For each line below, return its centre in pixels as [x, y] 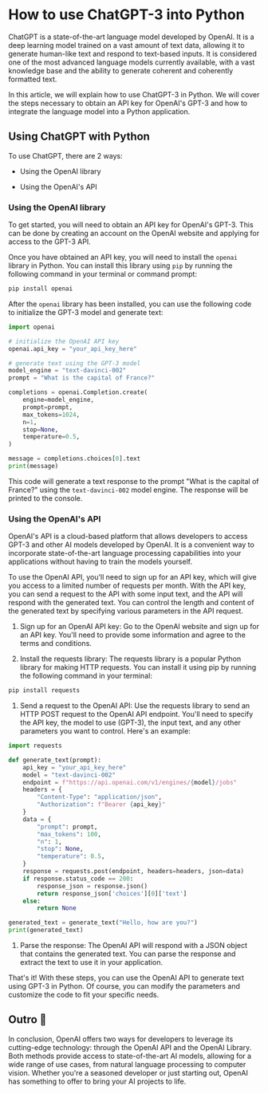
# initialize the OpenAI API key [64, 341]
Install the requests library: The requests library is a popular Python [130, 659]
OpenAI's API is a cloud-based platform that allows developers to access [128, 537]
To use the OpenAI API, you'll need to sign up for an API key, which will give [132, 577]
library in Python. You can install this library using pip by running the [120, 266]
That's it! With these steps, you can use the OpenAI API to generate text [126, 978]
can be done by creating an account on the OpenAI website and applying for [134, 234]
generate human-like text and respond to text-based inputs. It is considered [133, 53]
